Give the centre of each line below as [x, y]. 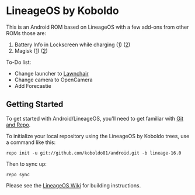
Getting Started [35, 105]
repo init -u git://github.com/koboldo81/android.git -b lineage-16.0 [94, 153]
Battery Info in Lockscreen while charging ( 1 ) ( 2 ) [72, 45]
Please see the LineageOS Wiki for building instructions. [74, 185]
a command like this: [31, 142]
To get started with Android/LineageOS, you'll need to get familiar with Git [95, 118]
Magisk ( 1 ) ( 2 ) [31, 50]
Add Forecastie [33, 85]
